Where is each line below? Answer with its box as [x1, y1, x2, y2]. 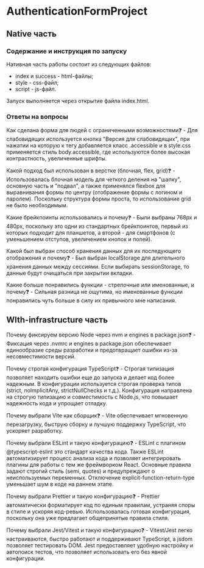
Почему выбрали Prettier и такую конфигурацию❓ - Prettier [6, 492, 160, 500]
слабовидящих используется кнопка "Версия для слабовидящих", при [6, 135, 190, 143]
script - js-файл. [15, 85, 57, 93]
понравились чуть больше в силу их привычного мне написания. [6, 297, 177, 304]
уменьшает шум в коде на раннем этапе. [6, 480, 114, 488]
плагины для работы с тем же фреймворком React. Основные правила [6, 461, 191, 468]
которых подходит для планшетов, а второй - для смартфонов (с [6, 229, 175, 236]
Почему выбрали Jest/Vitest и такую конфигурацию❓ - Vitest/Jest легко [6, 526, 193, 534]
